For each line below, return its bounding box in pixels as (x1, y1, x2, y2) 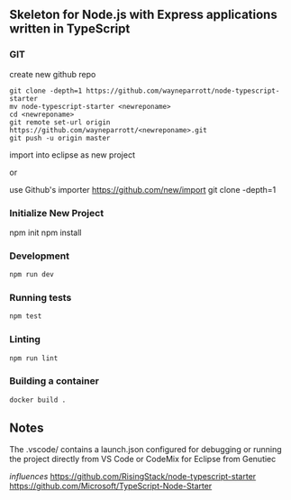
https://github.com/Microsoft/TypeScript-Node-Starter (9, 481, 213, 492)
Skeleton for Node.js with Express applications (9, 7, 277, 23)
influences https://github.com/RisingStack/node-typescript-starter (9, 471, 257, 482)
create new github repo (9, 68, 96, 79)
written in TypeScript (9, 22, 131, 37)
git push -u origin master (9, 133, 111, 142)
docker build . (9, 395, 67, 405)
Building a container (9, 375, 99, 387)
